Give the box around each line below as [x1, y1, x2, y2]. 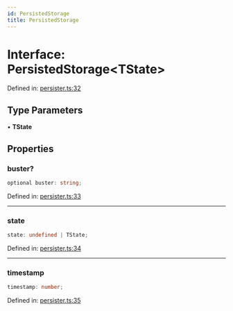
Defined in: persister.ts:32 [7, 84, 81, 92]
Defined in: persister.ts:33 [7, 192, 81, 200]
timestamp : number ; [7, 284, 64, 291]
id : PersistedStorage [7, 10, 70, 17]
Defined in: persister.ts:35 [7, 296, 81, 305]
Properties [7, 143, 54, 155]
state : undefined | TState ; [7, 232, 89, 239]
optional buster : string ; [7, 179, 82, 186]
